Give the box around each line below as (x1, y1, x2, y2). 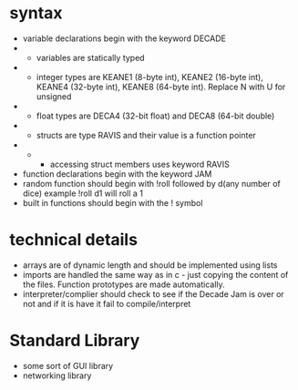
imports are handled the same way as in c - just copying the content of (22, 269, 289, 280)
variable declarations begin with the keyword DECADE (22, 33, 226, 44)
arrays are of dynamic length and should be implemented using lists (22, 259, 278, 271)
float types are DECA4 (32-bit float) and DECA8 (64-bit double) (36, 110, 275, 121)
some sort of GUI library (22, 360, 114, 371)
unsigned (36, 90, 72, 102)
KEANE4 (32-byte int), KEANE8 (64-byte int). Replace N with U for (36, 81, 286, 92)
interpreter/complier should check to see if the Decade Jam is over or (22, 288, 284, 299)
